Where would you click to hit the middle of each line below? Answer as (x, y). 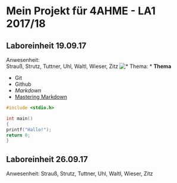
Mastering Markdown (41, 97)
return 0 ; (18, 135)
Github (23, 84)
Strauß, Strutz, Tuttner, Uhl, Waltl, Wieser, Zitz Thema (89, 66)
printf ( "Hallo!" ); (29, 129)
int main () (20, 118)
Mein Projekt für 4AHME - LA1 (81, 11)
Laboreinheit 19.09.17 (46, 46)
